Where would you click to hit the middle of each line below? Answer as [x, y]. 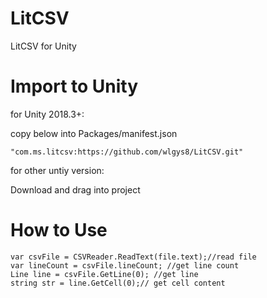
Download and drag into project [75, 189]
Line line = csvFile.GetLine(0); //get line [104, 274]
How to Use [59, 230]
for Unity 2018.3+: [47, 114]
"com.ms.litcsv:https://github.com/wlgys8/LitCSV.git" [127, 152]
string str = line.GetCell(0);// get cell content [118, 283]
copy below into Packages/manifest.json [94, 133]
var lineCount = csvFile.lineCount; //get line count [125, 265]
